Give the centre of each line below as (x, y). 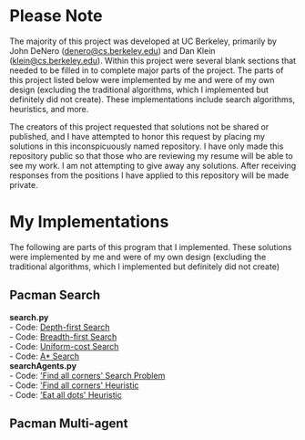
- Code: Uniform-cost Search (64, 346)
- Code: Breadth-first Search (63, 336)
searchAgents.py (43, 365)
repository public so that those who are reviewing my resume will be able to (151, 155)
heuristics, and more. (49, 109)
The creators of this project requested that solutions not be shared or (139, 126)
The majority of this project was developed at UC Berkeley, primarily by (143, 41)
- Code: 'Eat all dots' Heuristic (66, 394)
